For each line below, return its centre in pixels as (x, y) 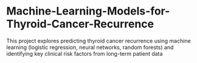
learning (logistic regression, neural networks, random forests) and (90, 47)
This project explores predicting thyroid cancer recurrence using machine (99, 41)
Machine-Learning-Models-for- (88, 11)
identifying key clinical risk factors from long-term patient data (85, 53)
